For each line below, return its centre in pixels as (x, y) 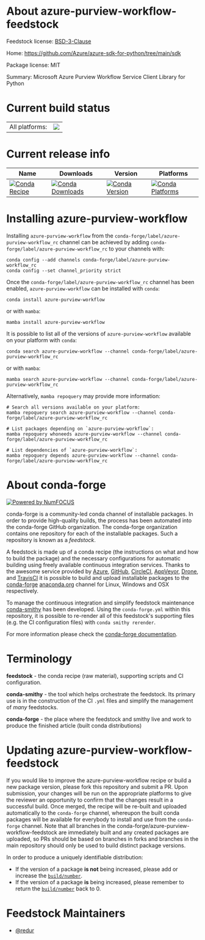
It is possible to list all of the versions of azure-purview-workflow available (99, 333)
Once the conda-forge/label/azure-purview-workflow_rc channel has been (100, 282)
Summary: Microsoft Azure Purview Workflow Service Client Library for (96, 77)
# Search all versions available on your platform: (73, 407)
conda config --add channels (43, 260)
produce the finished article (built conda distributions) (74, 725)
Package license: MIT (34, 65)
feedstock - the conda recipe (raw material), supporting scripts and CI (95, 675)
